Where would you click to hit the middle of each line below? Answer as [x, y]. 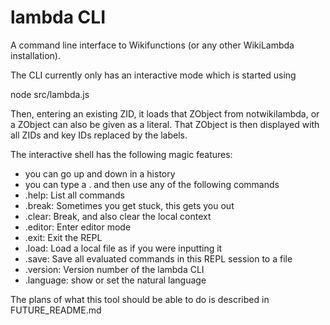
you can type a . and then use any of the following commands [152, 184]
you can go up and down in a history [100, 173]
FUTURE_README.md [56, 310]
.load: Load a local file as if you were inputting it [123, 248]
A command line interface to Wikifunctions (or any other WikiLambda [152, 45]
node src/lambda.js [50, 94]
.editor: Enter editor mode [78, 227]
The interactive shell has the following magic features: [121, 154]
